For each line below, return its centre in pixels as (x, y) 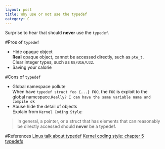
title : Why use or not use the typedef (46, 14)
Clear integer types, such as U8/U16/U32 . (53, 62)
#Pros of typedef (22, 42)
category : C (17, 19)
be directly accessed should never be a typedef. (67, 126)
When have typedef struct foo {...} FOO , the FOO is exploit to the (80, 92)
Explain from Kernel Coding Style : (47, 112)
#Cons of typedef (23, 77)
